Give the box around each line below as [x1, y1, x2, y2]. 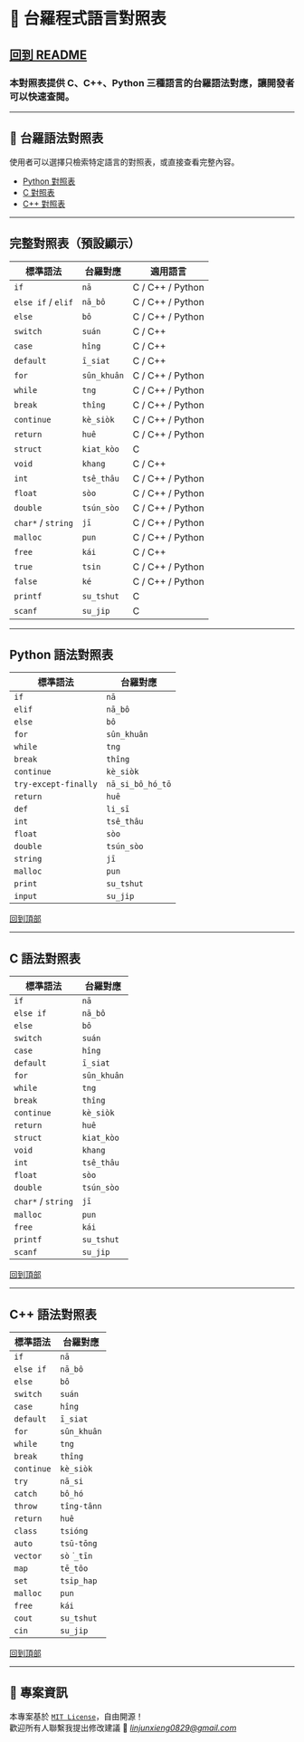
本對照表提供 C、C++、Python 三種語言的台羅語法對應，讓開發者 [9, 76, 295, 89]
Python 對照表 [22, 176, 76, 187]
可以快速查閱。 [9, 90, 75, 102]
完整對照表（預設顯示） [9, 236, 140, 252]
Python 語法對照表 [9, 646, 114, 662]
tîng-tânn [60, 1500, 102, 1511]
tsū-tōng [60, 1538, 98, 1548]
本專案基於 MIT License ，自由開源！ [9, 1710, 144, 1721]
